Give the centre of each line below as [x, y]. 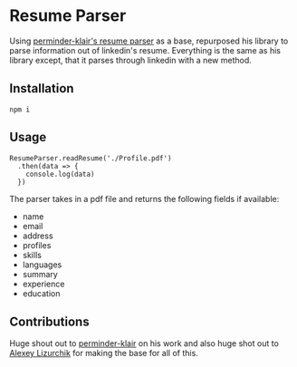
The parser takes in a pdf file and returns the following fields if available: [144, 198]
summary [40, 274]
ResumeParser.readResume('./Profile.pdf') [91, 158]
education [41, 293]
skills [32, 255]
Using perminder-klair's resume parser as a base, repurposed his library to [149, 41]
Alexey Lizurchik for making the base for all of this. [104, 353]
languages [42, 265]
